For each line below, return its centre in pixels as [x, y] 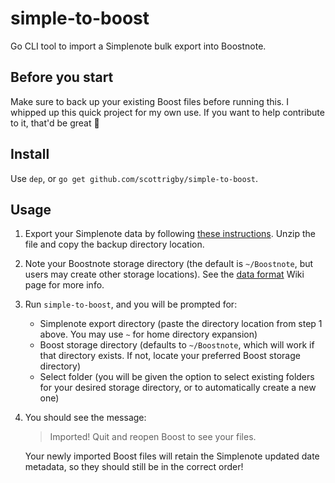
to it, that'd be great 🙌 [55, 123]
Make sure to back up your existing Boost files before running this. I [150, 101]
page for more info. [64, 285]
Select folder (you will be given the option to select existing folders [177, 377]
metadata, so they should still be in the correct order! [134, 467]
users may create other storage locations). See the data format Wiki [164, 274]
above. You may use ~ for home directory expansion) [148, 334]
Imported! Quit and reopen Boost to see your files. [153, 437]
